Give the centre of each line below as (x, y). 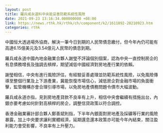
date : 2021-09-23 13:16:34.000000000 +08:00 (51, 18)
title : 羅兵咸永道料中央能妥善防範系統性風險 (45, 14)
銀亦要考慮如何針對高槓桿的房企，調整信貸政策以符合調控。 (65, 103)
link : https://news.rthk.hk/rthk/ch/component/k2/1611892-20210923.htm (79, 23)
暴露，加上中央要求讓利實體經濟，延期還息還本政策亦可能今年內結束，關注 (79, 120)
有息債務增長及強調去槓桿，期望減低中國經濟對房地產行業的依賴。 (71, 65)
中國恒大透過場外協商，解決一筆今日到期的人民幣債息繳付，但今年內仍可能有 (81, 42)
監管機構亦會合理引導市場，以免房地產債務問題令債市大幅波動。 (77, 87)
